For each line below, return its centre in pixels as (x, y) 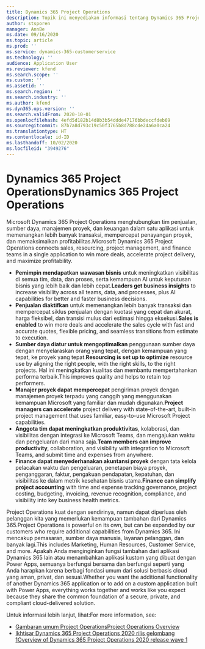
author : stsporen (28, 23)
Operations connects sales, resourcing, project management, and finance (99, 248)
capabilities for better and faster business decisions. (81, 299)
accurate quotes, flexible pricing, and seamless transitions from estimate (106, 331)
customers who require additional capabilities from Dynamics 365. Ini (93, 531)
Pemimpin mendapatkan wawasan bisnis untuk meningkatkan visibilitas (107, 272)
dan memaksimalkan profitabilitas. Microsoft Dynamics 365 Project (90, 241)
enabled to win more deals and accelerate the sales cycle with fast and (105, 324)
